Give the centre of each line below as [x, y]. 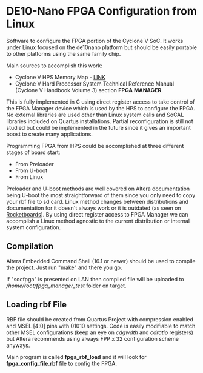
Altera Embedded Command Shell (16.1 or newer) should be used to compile [101, 261]
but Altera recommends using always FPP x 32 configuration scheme [93, 338]
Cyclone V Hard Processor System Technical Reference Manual [95, 84]
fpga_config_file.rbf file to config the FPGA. [62, 363]
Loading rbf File [37, 305]
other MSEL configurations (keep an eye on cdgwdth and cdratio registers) [100, 332]
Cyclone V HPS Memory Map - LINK [60, 77]
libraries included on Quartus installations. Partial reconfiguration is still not [100, 121]
